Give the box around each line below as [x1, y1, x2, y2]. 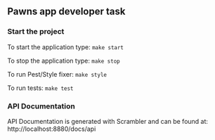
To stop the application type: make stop [7, 56, 121, 65]
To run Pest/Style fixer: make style [7, 70, 107, 78]
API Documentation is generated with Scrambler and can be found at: [7, 117, 209, 125]
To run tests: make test [7, 84, 74, 92]
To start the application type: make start [7, 42, 124, 51]
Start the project [7, 27, 65, 37]
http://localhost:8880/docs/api [7, 125, 96, 133]
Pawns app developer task [7, 6, 126, 18]
